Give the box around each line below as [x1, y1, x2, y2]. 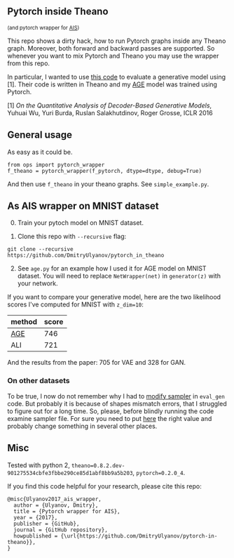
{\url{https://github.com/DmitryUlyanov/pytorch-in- [60, 532, 218, 540]
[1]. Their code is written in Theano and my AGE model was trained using [7, 80, 217, 89]
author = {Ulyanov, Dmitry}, [13, 502, 99, 509]
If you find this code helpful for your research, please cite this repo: [7, 481, 202, 491]
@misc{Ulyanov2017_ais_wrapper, [7, 495, 102, 502]
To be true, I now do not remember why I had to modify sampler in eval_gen [7, 391, 226, 400]
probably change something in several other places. [7, 422, 158, 430]
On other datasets [7, 376, 70, 386]
